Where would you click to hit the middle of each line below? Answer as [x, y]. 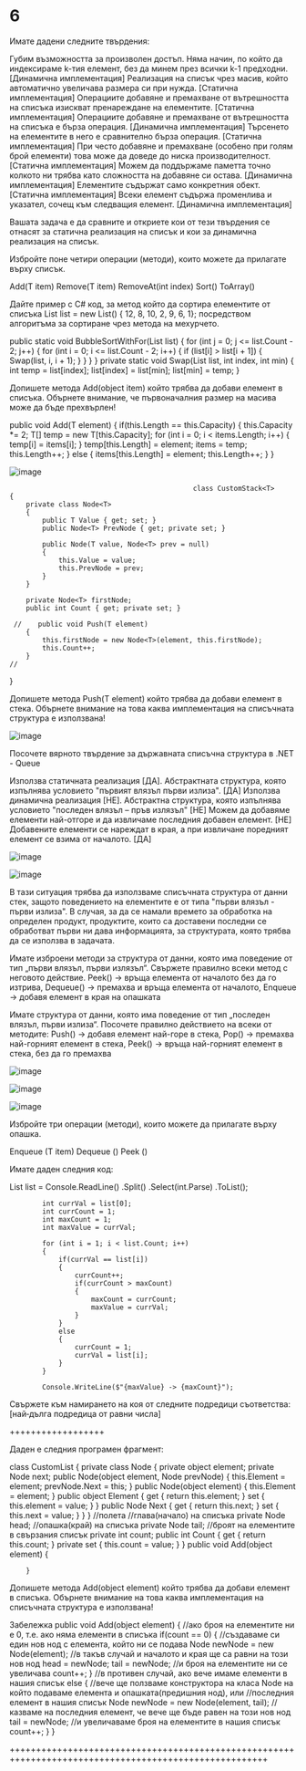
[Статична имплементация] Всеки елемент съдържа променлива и [141, 194]
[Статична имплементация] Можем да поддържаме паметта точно [140, 165]
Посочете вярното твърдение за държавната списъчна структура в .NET [152, 753]
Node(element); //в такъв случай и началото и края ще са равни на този [149, 1653]
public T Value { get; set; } [99, 520]
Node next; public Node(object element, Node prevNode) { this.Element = [148, 1476]
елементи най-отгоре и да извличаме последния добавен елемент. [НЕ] [151, 819]
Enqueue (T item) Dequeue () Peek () [79, 1151]
